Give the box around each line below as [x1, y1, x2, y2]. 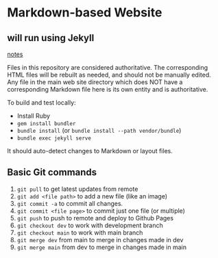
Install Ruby [16, 112, 50, 120]
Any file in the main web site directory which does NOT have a [7, 78, 183, 86]
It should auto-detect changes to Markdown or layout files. [7, 147, 173, 155]
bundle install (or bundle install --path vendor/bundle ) [16, 127, 182, 134]
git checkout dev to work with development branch [16, 221, 163, 229]
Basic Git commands [7, 166, 97, 179]
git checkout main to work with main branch [16, 228, 143, 237]
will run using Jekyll [7, 32, 95, 44]
